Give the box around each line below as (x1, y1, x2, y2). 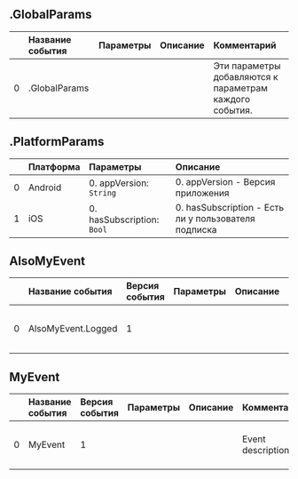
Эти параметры (213, 60, 281, 72)
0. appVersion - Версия (175, 175, 276, 188)
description (242, 444, 290, 457)
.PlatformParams (9, 134, 105, 149)
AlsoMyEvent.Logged (27, 323, 118, 335)
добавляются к (213, 70, 278, 83)
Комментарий (213, 39, 277, 52)
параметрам (213, 82, 269, 94)
